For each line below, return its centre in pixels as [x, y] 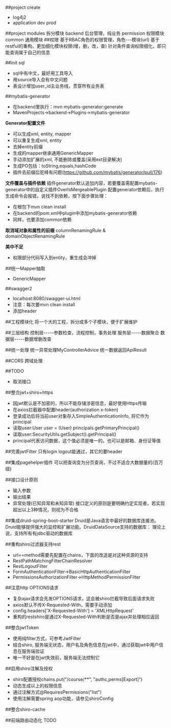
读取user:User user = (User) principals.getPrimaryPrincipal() [76, 428]
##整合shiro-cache [26, 709]
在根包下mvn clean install [39, 207]
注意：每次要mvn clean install [44, 304]
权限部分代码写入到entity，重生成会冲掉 [54, 257]
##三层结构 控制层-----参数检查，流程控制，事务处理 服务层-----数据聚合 [82, 333]
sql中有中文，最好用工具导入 [43, 73]
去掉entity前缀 [28, 147]
